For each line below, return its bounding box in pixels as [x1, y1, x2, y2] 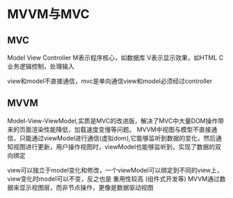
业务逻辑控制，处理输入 [7, 62, 74, 70]
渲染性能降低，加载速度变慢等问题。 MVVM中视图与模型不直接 [31, 125, 211, 134]
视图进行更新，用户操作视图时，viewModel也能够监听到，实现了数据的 [13, 143, 216, 151]
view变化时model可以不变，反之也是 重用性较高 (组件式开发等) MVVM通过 [7, 174, 220, 183]
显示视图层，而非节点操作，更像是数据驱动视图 [19, 183, 154, 191]
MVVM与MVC [7, 6, 90, 22]
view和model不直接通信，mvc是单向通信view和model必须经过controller [7, 77, 213, 85]
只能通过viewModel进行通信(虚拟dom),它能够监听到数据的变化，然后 [19, 134, 216, 142]
